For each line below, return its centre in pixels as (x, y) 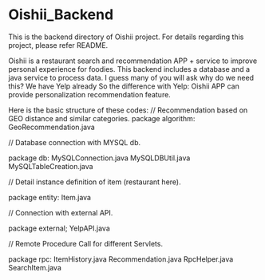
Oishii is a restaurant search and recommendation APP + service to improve (133, 61)
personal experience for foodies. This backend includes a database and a (129, 69)
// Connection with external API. (61, 212)
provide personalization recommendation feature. (90, 94)
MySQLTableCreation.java (51, 166)
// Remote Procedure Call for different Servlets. (86, 243)
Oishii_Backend (61, 15)
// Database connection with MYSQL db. (75, 142)
